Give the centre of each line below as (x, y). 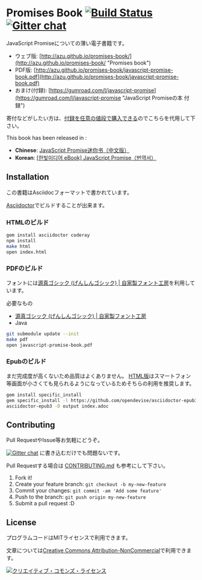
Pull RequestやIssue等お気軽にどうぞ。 (55, 440)
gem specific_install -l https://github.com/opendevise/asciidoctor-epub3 (102, 400)
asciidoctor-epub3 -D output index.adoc (58, 406)
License (21, 522)
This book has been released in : (47, 137)
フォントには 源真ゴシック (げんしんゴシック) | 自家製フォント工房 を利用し (98, 283)
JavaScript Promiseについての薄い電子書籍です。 (67, 43)
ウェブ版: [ (28, 56)
